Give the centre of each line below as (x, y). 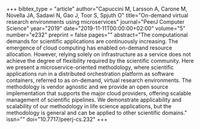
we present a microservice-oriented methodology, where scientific (90, 67)
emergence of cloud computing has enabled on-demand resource (89, 48)
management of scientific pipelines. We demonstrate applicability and (94, 100)
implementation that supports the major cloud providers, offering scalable (99, 93)
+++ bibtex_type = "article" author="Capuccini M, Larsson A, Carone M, (97, 9)
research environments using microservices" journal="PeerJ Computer (95, 22)
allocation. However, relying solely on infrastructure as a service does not (98, 54)
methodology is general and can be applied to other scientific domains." (97, 113)
